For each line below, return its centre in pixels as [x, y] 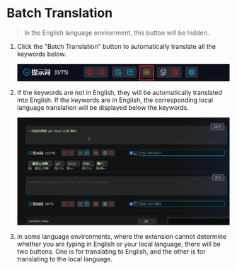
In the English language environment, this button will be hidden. [116, 33]
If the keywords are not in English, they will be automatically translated [120, 93]
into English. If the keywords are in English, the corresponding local [115, 100]
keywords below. [41, 54]
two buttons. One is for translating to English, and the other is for [111, 251]
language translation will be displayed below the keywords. [103, 108]
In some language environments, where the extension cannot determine [122, 236]
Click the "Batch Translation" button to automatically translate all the [116, 46]
